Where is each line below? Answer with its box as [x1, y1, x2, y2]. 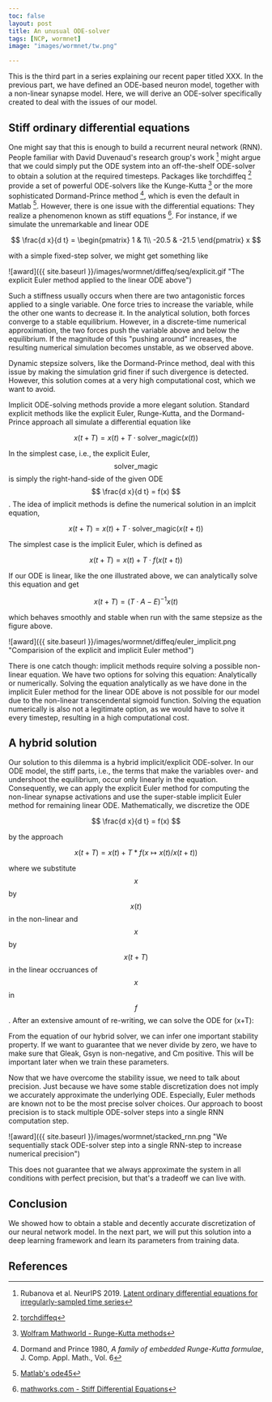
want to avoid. [8, 384, 56, 394]
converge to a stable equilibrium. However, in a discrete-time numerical [8, 316, 247, 326]
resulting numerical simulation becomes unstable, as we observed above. [8, 342, 254, 352]
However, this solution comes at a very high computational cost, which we [8, 375, 257, 385]
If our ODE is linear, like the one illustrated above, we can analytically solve [8, 570, 257, 580]
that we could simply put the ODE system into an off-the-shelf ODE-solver [8, 161, 256, 170]
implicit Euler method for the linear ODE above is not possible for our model [8, 686, 260, 696]
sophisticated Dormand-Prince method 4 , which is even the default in [8, 189, 240, 200]
